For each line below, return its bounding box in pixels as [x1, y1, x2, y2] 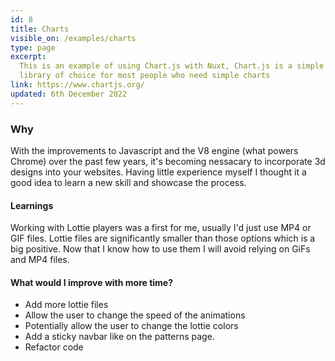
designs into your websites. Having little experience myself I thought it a [10, 166, 307, 178]
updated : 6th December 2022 [10, 89, 128, 99]
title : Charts [10, 24, 70, 34]
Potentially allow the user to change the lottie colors [24, 320, 239, 332]
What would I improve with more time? [10, 276, 174, 288]
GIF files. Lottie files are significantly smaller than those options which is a [10, 232, 316, 245]
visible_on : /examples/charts [10, 33, 137, 43]
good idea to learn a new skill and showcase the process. [10, 176, 247, 188]
